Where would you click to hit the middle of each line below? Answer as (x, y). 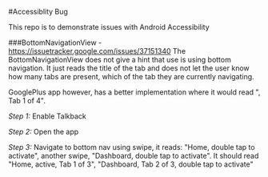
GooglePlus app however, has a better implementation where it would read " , (134, 92)
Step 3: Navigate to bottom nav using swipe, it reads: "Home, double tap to (132, 147)
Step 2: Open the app (44, 132)
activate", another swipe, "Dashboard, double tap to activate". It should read (134, 156)
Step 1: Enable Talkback (47, 116)
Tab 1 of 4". (27, 101)
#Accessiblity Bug (38, 12)
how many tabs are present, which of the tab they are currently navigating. (131, 76)
